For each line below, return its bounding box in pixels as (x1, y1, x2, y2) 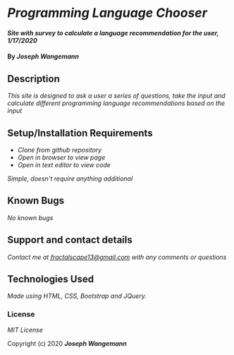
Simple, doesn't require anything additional (7, 174, 133, 183)
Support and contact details (7, 234, 133, 246)
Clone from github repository (17, 146, 102, 154)
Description (7, 73, 60, 85)
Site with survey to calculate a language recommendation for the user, (7, 28, 219, 37)
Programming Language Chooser (7, 5, 208, 21)
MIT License (7, 325, 44, 334)
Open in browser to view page (17, 153, 106, 162)
